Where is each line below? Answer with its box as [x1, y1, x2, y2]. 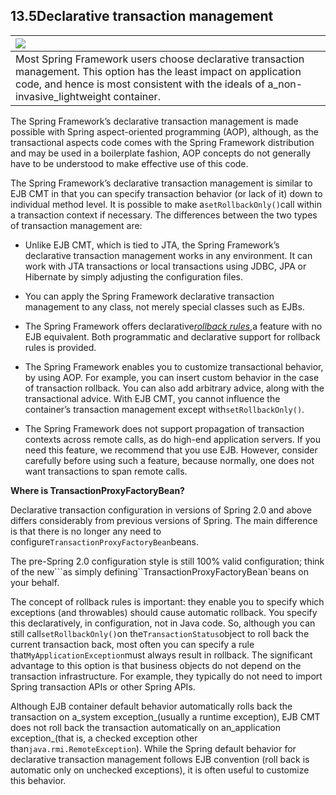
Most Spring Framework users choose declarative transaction [15, 52, 305, 66]
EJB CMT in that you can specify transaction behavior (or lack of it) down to [10, 187, 323, 199]
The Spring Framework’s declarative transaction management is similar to [10, 177, 313, 189]
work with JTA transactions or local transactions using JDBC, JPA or [24, 260, 307, 272]
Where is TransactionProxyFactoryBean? [10, 484, 185, 496]
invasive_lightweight [15, 89, 112, 103]
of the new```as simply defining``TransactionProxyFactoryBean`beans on [10, 565, 309, 578]
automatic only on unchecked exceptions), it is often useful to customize [10, 764, 310, 776]
